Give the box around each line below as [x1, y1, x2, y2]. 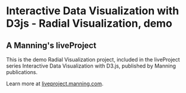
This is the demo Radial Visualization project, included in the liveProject [6, 56, 180, 63]
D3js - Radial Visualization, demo [6, 17, 173, 30]
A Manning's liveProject [6, 40, 97, 50]
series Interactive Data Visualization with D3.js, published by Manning [6, 62, 177, 69]
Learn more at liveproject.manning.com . [6, 80, 104, 87]
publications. [6, 69, 38, 75]
